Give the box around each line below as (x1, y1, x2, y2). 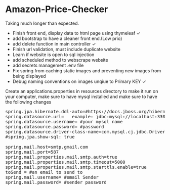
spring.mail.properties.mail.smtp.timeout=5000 (5, 159, 125, 165)
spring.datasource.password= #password (5, 124, 104, 129)
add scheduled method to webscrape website (12, 57, 108, 63)
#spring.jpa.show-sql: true (5, 134, 75, 139)
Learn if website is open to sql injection (12, 52, 95, 58)
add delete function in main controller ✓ (12, 40, 96, 46)
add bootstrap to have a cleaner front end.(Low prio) (12, 35, 122, 41)
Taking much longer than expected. (5, 20, 79, 26)
